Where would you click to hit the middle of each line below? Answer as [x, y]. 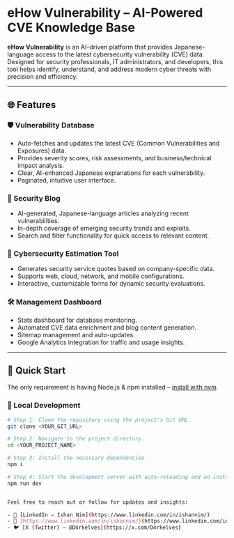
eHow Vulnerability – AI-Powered [105, 13]
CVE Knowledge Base [71, 28]
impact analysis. [41, 165]
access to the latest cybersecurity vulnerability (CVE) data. [120, 54]
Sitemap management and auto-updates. [76, 335]
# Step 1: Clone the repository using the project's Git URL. [99, 420]
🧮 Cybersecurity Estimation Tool [63, 254]
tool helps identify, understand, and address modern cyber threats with [109, 69]
